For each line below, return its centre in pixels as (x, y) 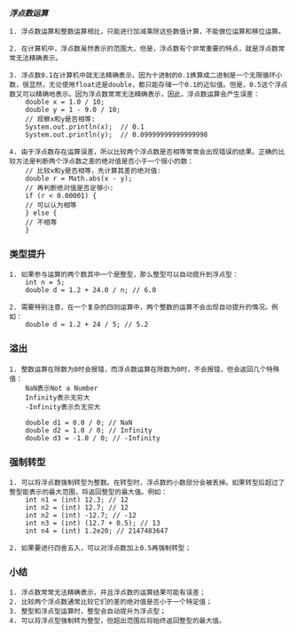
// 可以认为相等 (51, 205)
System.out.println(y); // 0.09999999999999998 (117, 135)
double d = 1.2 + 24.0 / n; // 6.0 (91, 290)
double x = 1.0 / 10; (65, 102)
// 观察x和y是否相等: (60, 119)
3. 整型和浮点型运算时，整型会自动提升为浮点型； (88, 612)
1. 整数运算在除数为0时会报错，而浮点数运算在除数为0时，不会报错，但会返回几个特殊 (145, 369)
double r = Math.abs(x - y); (79, 178)
